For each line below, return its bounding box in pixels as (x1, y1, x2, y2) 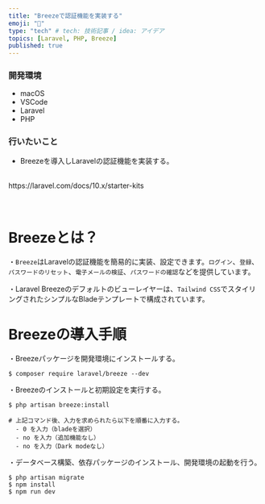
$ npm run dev (8, 487, 56, 496)
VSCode (19, 98, 48, 107)
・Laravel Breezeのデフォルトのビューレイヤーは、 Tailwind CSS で (8, 284, 228, 294)
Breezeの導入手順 (8, 325, 127, 344)
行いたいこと (8, 136, 59, 148)
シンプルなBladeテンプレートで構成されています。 (43, 294, 209, 303)
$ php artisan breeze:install (8, 401, 110, 409)
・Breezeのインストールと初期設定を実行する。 (8, 385, 166, 394)
